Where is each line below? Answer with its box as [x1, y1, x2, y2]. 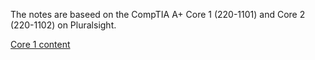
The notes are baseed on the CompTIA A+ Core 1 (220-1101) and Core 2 [10, 9, 306, 20]
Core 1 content [10, 39, 71, 50]
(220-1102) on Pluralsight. [10, 19, 117, 31]
